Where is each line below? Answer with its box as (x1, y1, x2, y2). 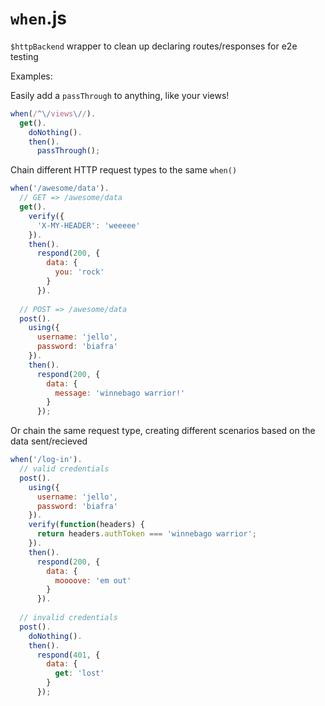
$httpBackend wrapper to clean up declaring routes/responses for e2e (10, 40, 298, 52)
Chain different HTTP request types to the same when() (10, 164, 238, 176)
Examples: (10, 70, 53, 82)
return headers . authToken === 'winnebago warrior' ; (36, 529, 257, 539)
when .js (10, 7, 67, 30)
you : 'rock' (54, 267, 105, 277)
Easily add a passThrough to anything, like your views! (10, 89, 230, 101)
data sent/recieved (10, 435, 88, 447)
